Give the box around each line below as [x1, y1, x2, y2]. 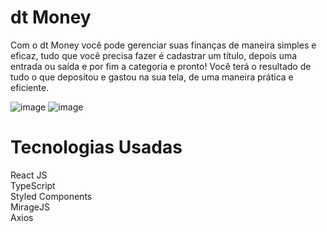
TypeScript [10, 179, 56, 191]
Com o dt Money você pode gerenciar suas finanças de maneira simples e [10, 39, 317, 51]
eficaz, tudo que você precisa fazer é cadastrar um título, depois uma [10, 49, 298, 61]
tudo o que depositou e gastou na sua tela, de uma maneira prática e [10, 71, 294, 83]
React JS [10, 169, 48, 181]
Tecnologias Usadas [10, 136, 183, 159]
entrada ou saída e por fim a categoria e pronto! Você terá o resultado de [10, 60, 312, 72]
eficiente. [10, 81, 50, 93]
